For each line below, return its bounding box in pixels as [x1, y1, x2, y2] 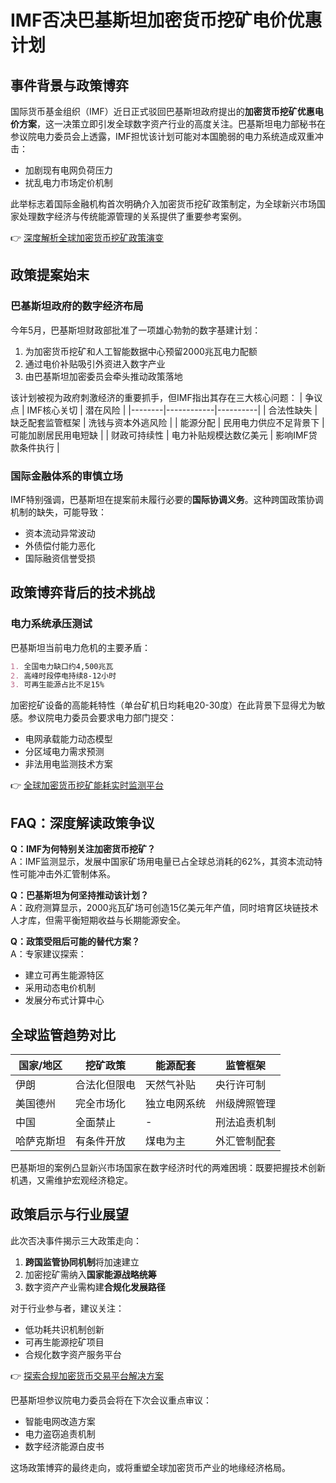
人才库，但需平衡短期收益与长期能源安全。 [10, 914, 186, 926]
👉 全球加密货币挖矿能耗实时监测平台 [10, 779, 165, 791]
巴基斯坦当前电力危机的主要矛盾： [10, 641, 151, 653]
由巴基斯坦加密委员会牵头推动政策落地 [24, 370, 183, 382]
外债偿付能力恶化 [24, 539, 96, 551]
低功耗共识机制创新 [24, 1323, 105, 1335]
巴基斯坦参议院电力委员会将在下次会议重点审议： [10, 1394, 212, 1406]
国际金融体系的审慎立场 [10, 469, 123, 483]
